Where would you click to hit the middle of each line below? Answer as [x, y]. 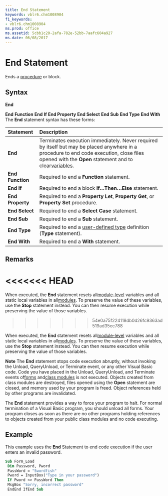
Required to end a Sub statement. [79, 219]
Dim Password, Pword [29, 466]
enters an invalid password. [33, 452]
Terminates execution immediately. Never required [98, 140]
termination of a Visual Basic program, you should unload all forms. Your [79, 408]
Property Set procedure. [68, 202]
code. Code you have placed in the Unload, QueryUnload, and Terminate [80, 371]
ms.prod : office [22, 29]
